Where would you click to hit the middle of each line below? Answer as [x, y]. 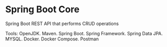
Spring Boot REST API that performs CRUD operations [62, 24]
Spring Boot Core [42, 9]
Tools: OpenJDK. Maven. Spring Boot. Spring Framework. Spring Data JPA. [84, 33]
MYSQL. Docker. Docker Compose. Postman [52, 39]
